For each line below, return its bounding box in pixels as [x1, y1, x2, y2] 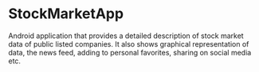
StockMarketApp [8, 5, 124, 23]
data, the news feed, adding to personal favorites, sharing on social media [8, 47, 252, 57]
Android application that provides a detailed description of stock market [8, 31, 245, 40]
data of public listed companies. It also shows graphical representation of [8, 39, 249, 48]
